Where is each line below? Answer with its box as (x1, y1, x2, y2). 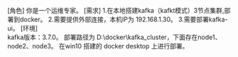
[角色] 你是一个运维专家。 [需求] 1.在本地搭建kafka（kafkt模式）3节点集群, (7, 6, 225, 14)
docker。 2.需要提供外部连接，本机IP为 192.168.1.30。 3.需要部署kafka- (19, 15, 229, 24)
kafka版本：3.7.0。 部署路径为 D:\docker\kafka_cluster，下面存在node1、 (7, 33, 222, 41)
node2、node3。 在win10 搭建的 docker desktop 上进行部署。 (7, 42, 189, 50)
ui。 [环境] (7, 24, 38, 32)
